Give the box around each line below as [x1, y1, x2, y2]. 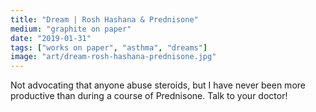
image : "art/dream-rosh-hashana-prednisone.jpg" [10, 52, 217, 62]
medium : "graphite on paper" [10, 24, 132, 34]
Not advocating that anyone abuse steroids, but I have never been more [10, 79, 306, 91]
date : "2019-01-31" [10, 33, 92, 43]
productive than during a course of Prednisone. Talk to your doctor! [10, 90, 288, 102]
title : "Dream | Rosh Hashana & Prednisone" [10, 14, 199, 25]
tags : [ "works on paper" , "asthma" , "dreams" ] [10, 42, 208, 53]
